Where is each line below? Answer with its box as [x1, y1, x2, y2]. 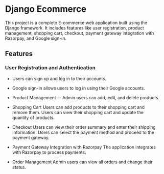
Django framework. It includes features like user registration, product [5, 25, 144, 30]
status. [12, 164, 26, 170]
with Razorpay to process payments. [12, 149, 87, 155]
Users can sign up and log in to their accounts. [12, 75, 107, 82]
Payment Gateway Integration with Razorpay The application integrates [12, 144, 156, 150]
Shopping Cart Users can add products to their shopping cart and [12, 104, 145, 110]
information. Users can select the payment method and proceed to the [12, 129, 155, 135]
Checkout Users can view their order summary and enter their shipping [12, 124, 156, 130]
